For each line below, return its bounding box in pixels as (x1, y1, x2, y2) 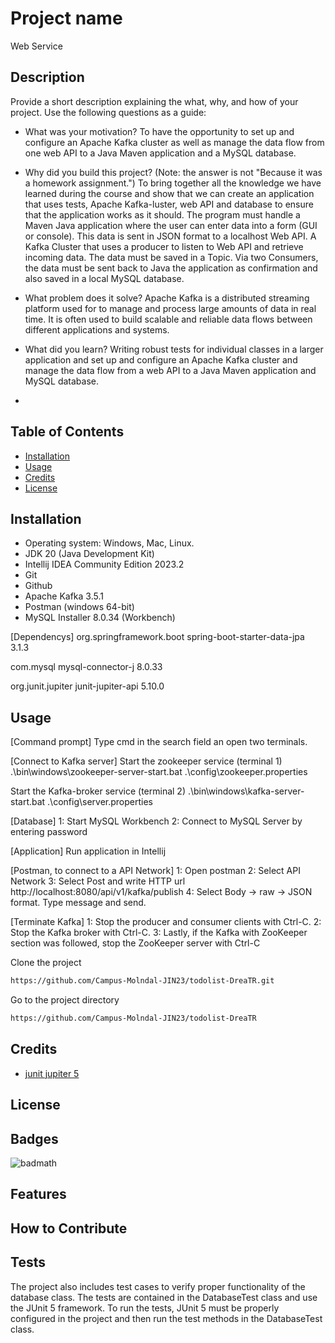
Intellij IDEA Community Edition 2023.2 (24, 558, 185, 571)
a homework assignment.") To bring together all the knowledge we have (24, 177, 322, 189)
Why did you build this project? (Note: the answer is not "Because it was (24, 166, 323, 178)
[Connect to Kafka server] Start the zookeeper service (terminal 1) (10, 755, 283, 767)
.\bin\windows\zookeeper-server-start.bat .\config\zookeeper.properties (10, 766, 308, 778)
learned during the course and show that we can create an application (24, 187, 315, 199)
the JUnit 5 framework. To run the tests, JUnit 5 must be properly (10, 1302, 280, 1314)
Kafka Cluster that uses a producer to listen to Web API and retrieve (24, 240, 304, 252)
